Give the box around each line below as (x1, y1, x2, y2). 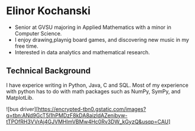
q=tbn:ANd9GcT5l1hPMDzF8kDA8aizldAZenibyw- (6, 112, 128, 119)
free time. (14, 42, 38, 50)
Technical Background (6, 66, 91, 76)
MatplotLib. (6, 94, 34, 101)
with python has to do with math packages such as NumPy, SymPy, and (6, 87, 181, 95)
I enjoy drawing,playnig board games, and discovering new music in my (14, 36, 189, 43)
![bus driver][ (6, 105, 38, 113)
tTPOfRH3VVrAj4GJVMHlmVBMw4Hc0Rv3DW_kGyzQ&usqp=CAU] (6, 118, 171, 125)
